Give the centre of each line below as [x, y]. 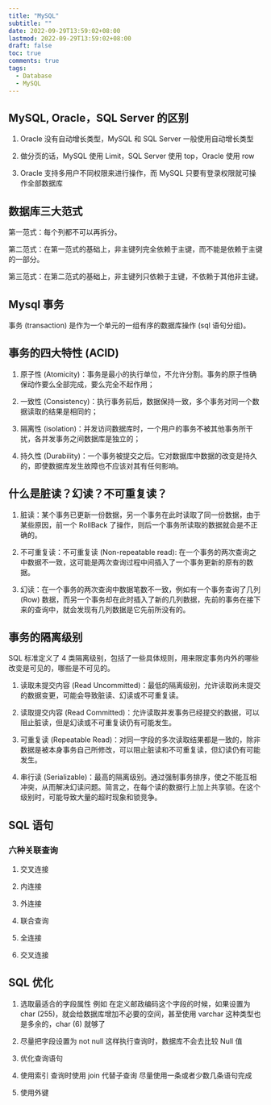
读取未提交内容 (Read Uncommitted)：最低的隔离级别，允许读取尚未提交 [140, 686]
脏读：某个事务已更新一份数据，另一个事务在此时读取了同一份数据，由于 [140, 515]
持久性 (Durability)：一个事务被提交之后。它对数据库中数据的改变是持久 [138, 456]
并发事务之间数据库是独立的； [91, 438]
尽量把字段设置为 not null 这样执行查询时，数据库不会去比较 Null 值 [131, 1040]
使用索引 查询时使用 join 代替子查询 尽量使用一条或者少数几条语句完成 [136, 1075]
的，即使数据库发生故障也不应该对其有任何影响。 [101, 465]
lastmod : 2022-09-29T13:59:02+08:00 [70, 38]
